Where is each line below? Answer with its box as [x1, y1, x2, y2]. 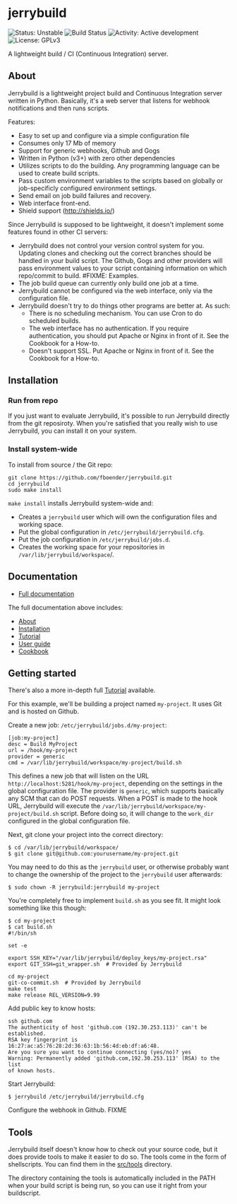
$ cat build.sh [8, 924, 53, 931]
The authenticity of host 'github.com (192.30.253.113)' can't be [8, 1024, 207, 1031]
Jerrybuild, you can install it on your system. [8, 426, 137, 436]
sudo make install [8, 486, 62, 493]
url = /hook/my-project [8, 747, 78, 754]
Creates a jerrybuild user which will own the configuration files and [18, 513, 217, 521]
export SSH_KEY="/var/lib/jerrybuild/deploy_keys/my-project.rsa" [8, 954, 207, 962]
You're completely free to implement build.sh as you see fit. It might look [8, 896, 221, 905]
